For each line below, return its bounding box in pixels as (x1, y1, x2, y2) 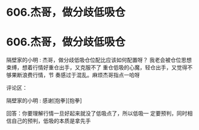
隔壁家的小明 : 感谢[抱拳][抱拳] (6, 97, 83, 104)
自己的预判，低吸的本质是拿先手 (11, 117, 91, 125)
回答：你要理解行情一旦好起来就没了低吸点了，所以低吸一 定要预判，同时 (6, 110, 188, 117)
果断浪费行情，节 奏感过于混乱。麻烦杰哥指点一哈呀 (11, 72, 140, 79)
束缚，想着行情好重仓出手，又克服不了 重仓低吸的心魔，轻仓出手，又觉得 (6, 64, 188, 71)
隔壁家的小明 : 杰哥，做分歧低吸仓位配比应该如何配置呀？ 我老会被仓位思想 (6, 57, 192, 64)
